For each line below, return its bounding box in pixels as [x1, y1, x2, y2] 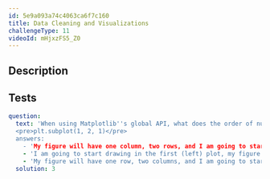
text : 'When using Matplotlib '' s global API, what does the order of [15, 120, 253, 128]
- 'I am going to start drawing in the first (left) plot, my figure [22, 149, 261, 157]
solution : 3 [15, 165, 56, 173]
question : [8, 112, 42, 120]
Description [8, 63, 68, 77]
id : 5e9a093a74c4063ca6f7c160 [8, 11, 110, 20]
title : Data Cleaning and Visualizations [8, 19, 149, 27]
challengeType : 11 [8, 26, 70, 35]
